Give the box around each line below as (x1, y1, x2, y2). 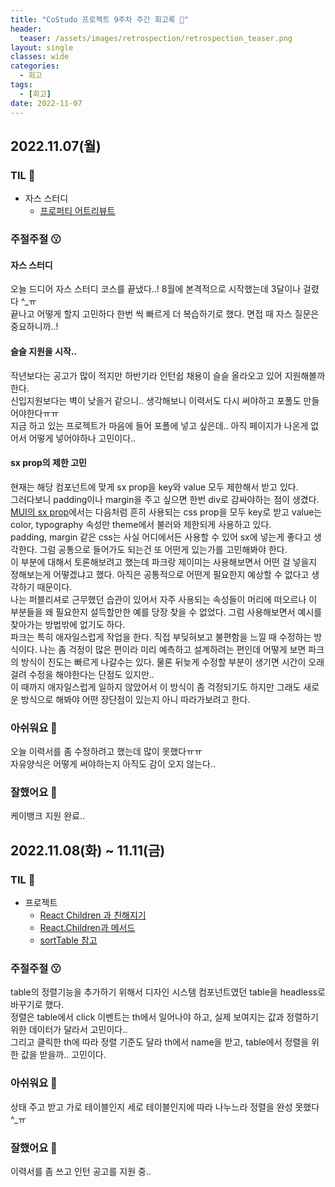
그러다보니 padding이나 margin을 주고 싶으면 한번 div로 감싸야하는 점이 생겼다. (10, 493, 320, 505)
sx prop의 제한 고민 (10, 457, 87, 469)
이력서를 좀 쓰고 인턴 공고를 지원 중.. (10, 1165, 152, 1177)
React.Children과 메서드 (39, 922, 136, 933)
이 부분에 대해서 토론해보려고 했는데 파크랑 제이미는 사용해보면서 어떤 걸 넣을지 (10, 556, 318, 568)
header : (10, 24, 43, 34)
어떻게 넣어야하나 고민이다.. (28, 432, 137, 444)
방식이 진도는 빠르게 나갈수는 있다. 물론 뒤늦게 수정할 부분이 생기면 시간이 (20, 656, 307, 668)
